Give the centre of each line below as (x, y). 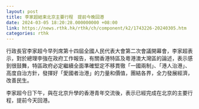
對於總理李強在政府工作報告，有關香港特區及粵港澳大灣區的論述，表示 (102, 58)
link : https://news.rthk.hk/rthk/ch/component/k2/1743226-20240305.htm (96, 28)
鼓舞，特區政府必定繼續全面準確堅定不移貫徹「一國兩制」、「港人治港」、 (103, 66)
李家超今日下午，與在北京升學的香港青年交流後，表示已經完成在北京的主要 (97, 93)
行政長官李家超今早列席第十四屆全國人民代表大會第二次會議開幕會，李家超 (97, 51)
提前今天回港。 (35, 100)
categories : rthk (28, 34)
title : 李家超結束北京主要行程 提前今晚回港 (55, 17)
